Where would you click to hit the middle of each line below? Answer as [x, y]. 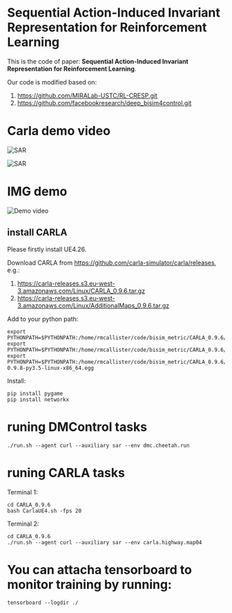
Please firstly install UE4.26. [47, 249]
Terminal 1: [22, 492]
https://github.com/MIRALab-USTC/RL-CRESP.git [87, 96]
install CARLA [37, 232]
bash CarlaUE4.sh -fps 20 [44, 510]
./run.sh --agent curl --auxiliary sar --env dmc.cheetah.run [98, 445]
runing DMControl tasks [77, 427]
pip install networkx [38, 400]
